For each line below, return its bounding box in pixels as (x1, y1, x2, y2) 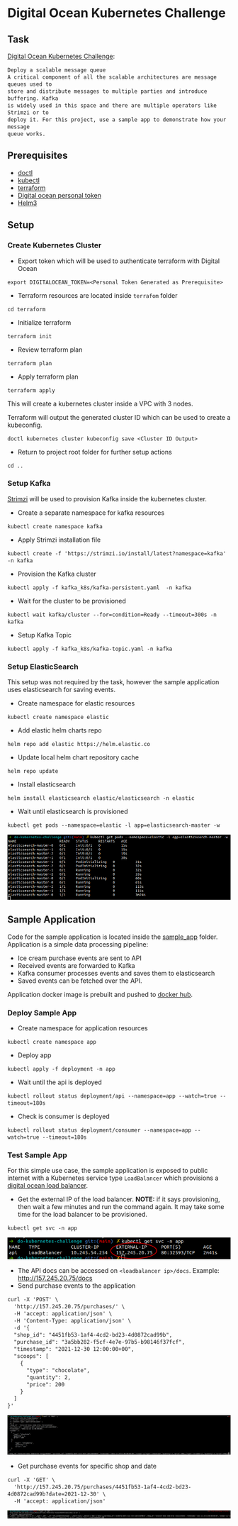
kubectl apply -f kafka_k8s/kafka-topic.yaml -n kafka (7, 645, 173, 652)
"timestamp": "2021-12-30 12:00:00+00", (13, 1346, 135, 1353)
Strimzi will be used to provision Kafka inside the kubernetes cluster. (7, 494, 208, 503)
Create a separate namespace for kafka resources (17, 508, 165, 517)
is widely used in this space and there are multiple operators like (7, 102, 217, 109)
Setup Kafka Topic (17, 630, 72, 639)
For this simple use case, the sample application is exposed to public (7, 1166, 208, 1175)
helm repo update (7, 768, 59, 775)
